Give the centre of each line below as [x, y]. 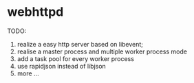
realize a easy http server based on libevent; [80, 44]
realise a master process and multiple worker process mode [102, 51]
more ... [28, 73]
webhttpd [35, 12]
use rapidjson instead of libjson [62, 66]
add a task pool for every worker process [75, 58]
